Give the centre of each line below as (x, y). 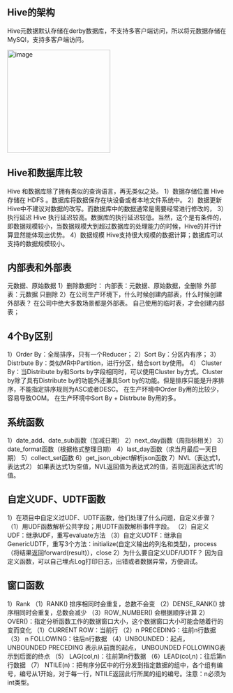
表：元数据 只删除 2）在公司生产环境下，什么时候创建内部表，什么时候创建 (115, 294)
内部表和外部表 (39, 268)
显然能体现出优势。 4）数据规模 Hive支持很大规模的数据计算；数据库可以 (118, 235)
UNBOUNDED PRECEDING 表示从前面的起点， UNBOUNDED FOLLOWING (113, 647)
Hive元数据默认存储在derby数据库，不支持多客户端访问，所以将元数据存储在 (117, 31)
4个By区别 (30, 336)
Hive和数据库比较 (45, 173)
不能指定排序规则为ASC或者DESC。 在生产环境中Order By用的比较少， (121, 390)
